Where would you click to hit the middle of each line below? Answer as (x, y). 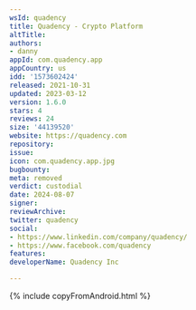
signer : (24, 203)
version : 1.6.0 (38, 102)
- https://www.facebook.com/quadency (80, 246)
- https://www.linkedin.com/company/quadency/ (98, 237)
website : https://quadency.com (68, 136)
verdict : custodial (46, 187)
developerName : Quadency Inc (64, 262)
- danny (24, 52)
